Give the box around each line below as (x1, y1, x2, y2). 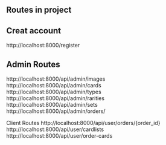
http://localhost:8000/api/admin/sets (6, 101, 98, 109)
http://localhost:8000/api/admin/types (6, 88, 101, 96)
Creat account (6, 25, 62, 36)
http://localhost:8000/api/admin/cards (6, 82, 101, 89)
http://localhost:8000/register (6, 42, 80, 49)
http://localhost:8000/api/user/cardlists (6, 126, 104, 133)
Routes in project (6, 5, 72, 15)
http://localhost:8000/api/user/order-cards (6, 132, 113, 140)
